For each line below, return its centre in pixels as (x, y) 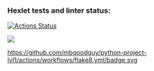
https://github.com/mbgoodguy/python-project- (77, 53)
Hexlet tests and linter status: (59, 11)
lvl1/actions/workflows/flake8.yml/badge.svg (72, 60)
